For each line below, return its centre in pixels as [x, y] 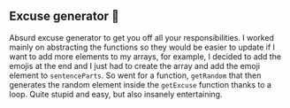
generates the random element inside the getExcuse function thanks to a [141, 84]
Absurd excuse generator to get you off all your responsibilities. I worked [141, 37]
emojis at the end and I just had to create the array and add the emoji [135, 66]
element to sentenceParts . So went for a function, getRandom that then [135, 75]
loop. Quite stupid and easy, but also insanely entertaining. [116, 94]
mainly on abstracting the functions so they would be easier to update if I [142, 47]
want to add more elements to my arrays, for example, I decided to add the [145, 56]
